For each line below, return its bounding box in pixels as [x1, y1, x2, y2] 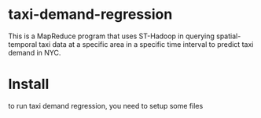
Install [8, 76, 50, 93]
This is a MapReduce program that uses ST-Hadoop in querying [8, 31, 215, 41]
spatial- [215, 31, 241, 41]
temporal [8, 39, 38, 48]
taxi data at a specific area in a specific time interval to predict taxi [39, 39, 254, 48]
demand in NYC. [8, 48, 61, 57]
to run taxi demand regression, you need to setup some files [8, 101, 204, 110]
